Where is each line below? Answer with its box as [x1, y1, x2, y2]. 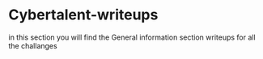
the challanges [8, 40, 58, 50]
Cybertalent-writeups [8, 6, 159, 24]
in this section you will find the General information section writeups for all [8, 32, 257, 42]
